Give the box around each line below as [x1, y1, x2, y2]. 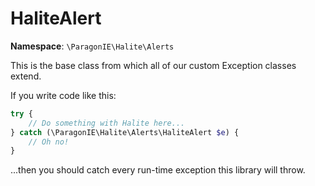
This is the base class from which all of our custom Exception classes [10, 59, 297, 71]
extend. [10, 70, 42, 82]
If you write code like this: [10, 89, 117, 101]
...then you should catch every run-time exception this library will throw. [10, 164, 306, 176]
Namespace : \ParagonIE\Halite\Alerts [10, 40, 175, 52]
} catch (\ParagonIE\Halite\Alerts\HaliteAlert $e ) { [10, 127, 240, 137]
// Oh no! [28, 137, 70, 147]
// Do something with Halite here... [28, 118, 186, 128]
